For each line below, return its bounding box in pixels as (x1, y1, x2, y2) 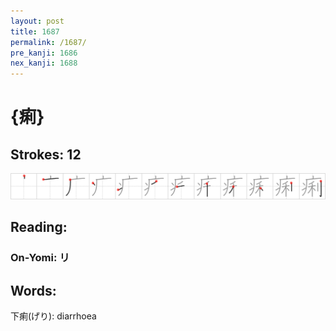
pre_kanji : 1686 (10, 48, 78, 58)
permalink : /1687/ (10, 37, 87, 47)
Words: (10, 282, 57, 299)
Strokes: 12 (10, 146, 82, 163)
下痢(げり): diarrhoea (10, 310, 97, 322)
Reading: (10, 219, 68, 236)
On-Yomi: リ (10, 251, 70, 265)
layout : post (10, 16, 65, 26)
